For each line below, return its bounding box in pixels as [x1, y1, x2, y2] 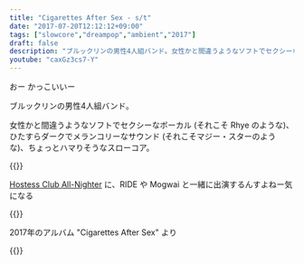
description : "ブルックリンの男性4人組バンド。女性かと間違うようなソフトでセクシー [9, 47, 293, 56]
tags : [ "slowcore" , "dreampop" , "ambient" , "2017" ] [9, 30, 196, 39]
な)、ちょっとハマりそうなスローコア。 [9, 142, 155, 153]
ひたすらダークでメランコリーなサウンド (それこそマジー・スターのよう [9, 131, 277, 141]
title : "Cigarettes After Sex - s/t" [9, 13, 152, 23]
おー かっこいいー [9, 81, 75, 91]
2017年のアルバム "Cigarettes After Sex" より [9, 227, 177, 238]
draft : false [9, 38, 59, 48]
